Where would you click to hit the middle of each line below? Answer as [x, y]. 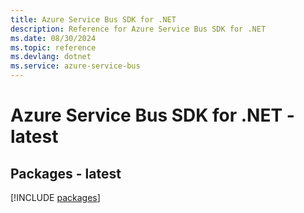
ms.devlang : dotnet [51, 57]
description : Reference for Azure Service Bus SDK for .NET [138, 29]
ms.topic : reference [53, 47]
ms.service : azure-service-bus [75, 66]
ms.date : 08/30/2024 [53, 38]
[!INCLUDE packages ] [55, 197]
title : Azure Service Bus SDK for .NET [93, 19]
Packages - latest [66, 173]
